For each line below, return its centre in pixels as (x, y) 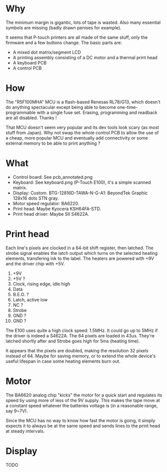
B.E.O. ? (21, 294)
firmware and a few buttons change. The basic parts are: (64, 42)
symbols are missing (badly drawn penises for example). (64, 27)
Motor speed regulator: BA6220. (46, 203)
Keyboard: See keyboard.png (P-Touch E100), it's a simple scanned (82, 182)
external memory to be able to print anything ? (53, 143)
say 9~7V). (17, 411)
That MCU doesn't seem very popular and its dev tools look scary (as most (83, 127)
